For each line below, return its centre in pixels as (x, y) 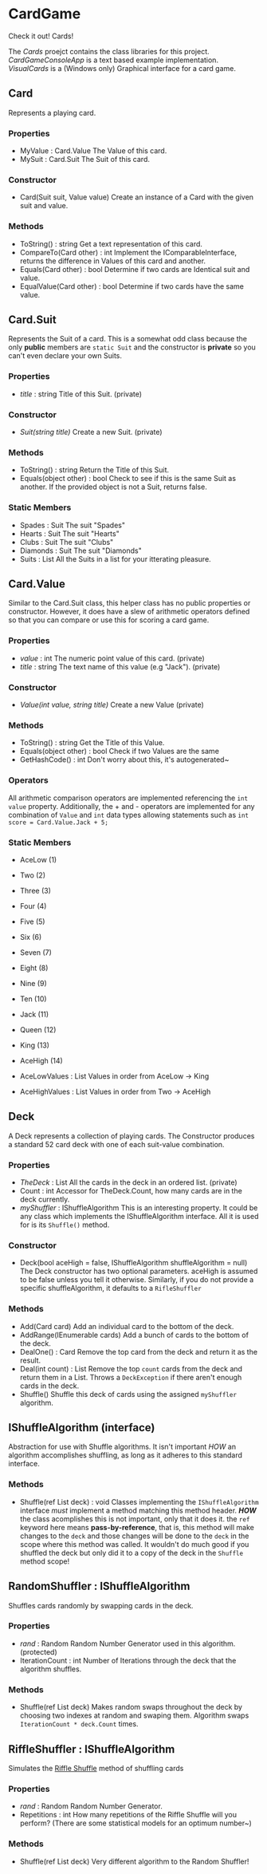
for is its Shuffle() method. (65, 1225)
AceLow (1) (38, 859)
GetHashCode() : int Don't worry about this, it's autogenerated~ (124, 759)
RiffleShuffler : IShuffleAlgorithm (92, 1749)
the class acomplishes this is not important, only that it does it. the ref (135, 1519)
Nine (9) (33, 983)
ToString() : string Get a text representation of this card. (111, 243)
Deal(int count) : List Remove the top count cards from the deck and (131, 1368)
